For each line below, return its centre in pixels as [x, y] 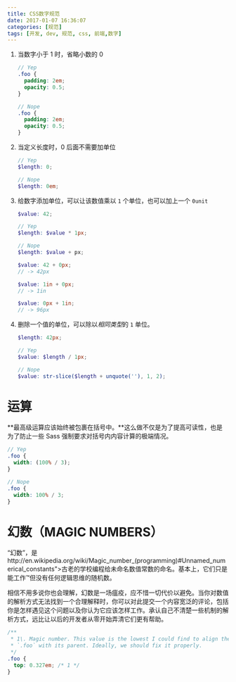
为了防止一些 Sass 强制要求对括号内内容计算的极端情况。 [90, 436]
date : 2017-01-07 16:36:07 [47, 20]
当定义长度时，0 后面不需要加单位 [66, 147]
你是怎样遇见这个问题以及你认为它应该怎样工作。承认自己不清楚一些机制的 [115, 610]
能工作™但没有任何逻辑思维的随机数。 [61, 578]
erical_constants [31, 569]
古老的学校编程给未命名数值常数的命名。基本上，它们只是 [145, 569]
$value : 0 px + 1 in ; [46, 303]
